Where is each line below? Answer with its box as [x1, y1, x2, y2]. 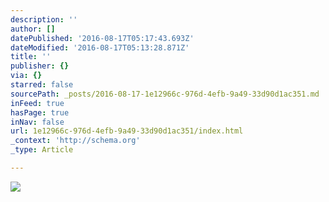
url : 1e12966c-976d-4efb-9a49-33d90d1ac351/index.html [10, 126, 244, 136]
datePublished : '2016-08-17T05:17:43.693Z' [10, 33, 195, 43]
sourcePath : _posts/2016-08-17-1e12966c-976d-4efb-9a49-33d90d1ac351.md [10, 89, 320, 99]
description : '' [10, 14, 78, 25]
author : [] [10, 24, 56, 34]
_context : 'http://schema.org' [10, 136, 141, 146]
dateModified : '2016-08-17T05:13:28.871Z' [10, 42, 190, 53]
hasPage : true [10, 107, 70, 118]
